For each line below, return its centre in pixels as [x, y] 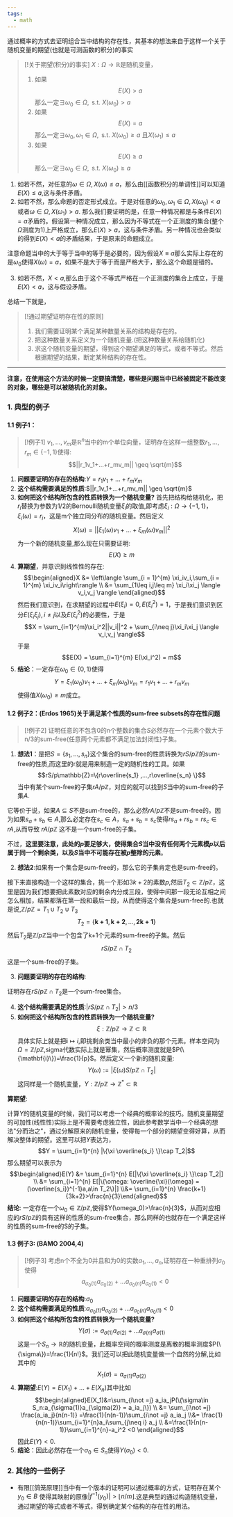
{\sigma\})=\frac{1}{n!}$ [51, 1354]
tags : [15, 14]
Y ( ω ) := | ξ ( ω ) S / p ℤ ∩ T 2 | [122, 1071]
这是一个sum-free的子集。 [45, 962]
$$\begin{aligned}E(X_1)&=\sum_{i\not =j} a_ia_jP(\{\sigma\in [122, 1400]
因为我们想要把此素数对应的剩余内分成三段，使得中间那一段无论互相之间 [122, 892]
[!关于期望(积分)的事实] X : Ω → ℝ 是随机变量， [90, 64]
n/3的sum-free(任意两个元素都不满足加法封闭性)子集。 [102, 739]
